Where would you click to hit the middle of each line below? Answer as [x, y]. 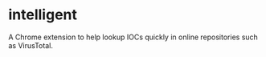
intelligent [43, 15]
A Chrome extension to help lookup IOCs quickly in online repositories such [133, 37]
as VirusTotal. [31, 45]
